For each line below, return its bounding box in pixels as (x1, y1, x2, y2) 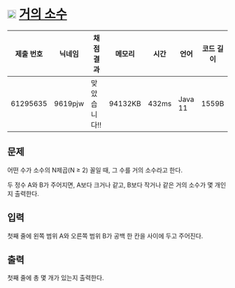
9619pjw (54, 98, 85, 108)
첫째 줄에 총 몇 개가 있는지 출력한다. (7, 273, 104, 282)
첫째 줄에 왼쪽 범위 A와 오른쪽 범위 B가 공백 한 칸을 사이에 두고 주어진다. (7, 232, 204, 240)
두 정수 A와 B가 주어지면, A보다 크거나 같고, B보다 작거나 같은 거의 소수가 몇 (7, 181, 213, 189)
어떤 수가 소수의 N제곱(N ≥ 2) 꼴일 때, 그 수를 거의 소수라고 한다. (7, 165, 183, 174)
